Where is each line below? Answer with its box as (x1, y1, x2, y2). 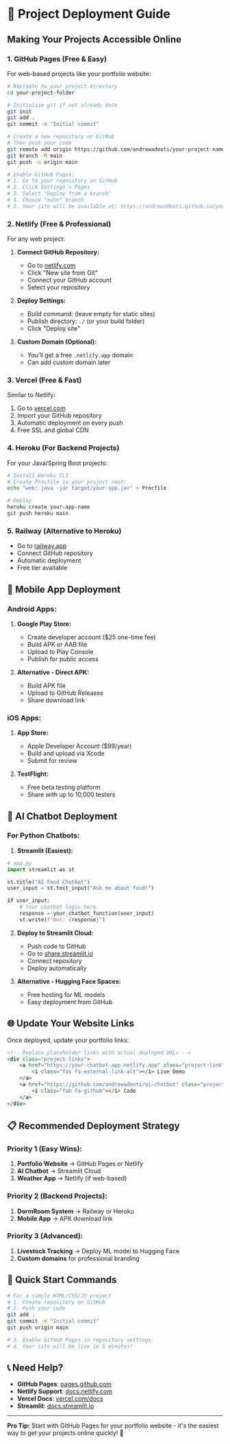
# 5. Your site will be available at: (7, 202, 118, 210)
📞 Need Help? (7, 1362, 64, 1374)
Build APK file (27, 681, 66, 689)
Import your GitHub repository (16, 412, 103, 420)
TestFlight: (16, 770, 49, 778)
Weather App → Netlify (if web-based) (16, 1174, 127, 1183)
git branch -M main (7, 152, 63, 159)
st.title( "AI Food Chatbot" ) (7, 878, 90, 886)
